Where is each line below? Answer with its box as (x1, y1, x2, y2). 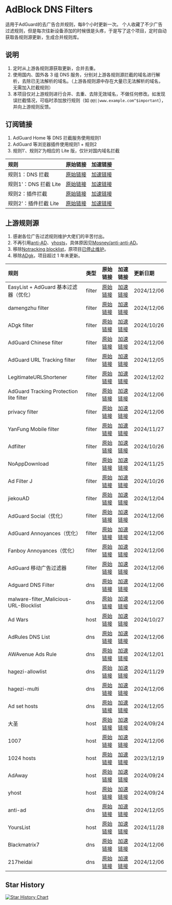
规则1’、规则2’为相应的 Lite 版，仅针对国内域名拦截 (12, 147, 120, 153)
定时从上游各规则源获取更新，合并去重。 (12, 65, 98, 71)
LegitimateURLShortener (8, 373, 68, 381)
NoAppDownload (8, 460, 49, 467)
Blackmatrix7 (8, 841, 40, 849)
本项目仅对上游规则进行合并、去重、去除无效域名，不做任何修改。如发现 (12, 91, 165, 97)
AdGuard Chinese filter (8, 339, 63, 346)
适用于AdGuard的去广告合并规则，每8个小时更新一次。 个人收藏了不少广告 (5, 21, 163, 27)
